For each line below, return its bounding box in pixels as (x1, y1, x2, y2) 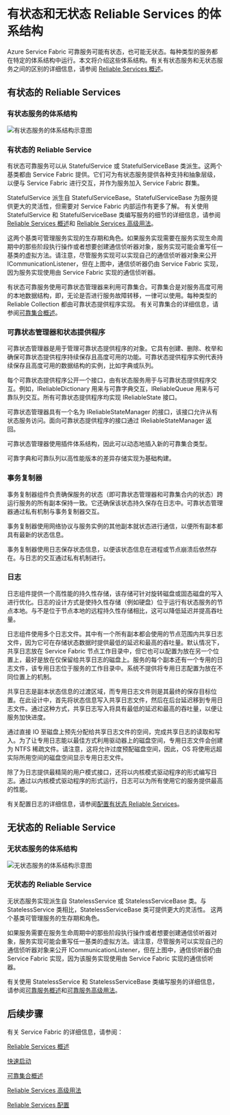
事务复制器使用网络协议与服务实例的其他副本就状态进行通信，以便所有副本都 (7, 521, 223, 530)
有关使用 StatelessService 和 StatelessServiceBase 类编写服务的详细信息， (7, 977, 219, 986)
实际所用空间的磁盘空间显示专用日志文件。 (7, 753, 127, 761)
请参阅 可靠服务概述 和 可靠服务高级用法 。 (7, 986, 121, 994)
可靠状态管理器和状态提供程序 (7, 327, 106, 337)
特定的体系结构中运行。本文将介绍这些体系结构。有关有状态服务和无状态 (12, 56, 217, 64)
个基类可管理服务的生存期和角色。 (7, 914, 103, 922)
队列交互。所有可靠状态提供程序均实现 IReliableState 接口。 (12, 393, 181, 402)
